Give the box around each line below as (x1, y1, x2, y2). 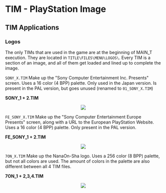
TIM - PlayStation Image (5, 3, 107, 15)
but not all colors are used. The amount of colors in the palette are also (5, 158, 150, 164)
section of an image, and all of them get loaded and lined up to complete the (5, 60, 161, 65)
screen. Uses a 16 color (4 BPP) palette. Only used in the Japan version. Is (5, 80, 157, 86)
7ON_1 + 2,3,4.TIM (5, 173, 44, 179)
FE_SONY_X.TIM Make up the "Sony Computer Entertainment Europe (5, 114, 142, 120)
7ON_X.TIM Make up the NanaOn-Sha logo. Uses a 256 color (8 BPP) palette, (5, 153, 160, 159)
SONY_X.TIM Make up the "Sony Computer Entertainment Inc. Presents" (5, 74, 149, 80)
